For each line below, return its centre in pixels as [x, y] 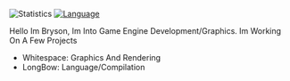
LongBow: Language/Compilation [83, 67]
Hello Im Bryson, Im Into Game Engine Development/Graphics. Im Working [145, 31]
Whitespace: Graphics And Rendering [91, 57]
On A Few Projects [43, 40]
